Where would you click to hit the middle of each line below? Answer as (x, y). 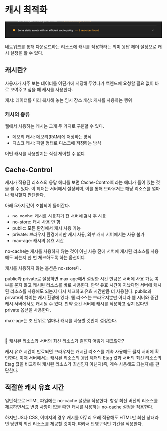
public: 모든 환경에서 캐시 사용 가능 (46, 228)
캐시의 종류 (18, 114)
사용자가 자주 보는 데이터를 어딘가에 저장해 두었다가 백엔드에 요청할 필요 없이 (80, 83)
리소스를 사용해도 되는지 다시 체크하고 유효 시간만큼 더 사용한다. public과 (81, 291)
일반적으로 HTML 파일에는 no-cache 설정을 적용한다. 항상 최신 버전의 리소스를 (82, 400)
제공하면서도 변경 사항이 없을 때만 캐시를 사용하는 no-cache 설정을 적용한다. (79, 407)
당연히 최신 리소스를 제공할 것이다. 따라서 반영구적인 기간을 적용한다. (77, 423)
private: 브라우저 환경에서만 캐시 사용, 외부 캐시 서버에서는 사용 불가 (78, 234)
